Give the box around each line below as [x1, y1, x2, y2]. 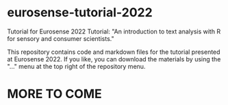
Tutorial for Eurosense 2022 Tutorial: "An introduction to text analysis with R [7, 27, 221, 35]
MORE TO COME [7, 87, 103, 102]
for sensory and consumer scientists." [7, 34, 114, 42]
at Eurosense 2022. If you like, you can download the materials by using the [7, 55, 221, 63]
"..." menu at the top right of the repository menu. [7, 62, 146, 70]
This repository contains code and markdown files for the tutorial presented [7, 48, 220, 56]
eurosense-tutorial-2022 [7, 5, 153, 20]
